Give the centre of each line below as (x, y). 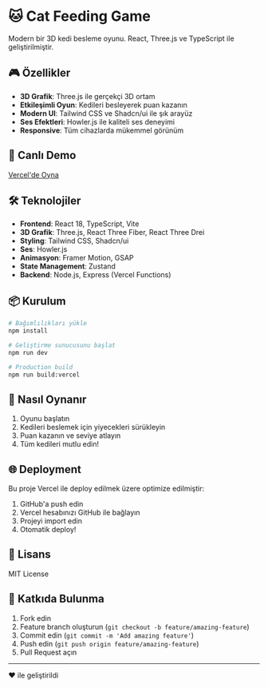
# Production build (41, 367)
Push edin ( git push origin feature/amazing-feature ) (109, 643)
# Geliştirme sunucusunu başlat (62, 345)
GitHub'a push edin (51, 504)
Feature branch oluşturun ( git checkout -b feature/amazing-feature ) (134, 626)
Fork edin (35, 618)
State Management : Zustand (67, 266)
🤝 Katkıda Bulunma (57, 599)
